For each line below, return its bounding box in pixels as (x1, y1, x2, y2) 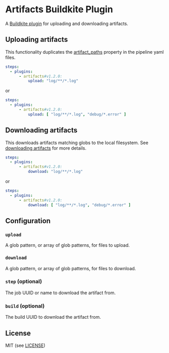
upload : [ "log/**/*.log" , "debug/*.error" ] (27, 111, 126, 117)
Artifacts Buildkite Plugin (5, 4, 114, 15)
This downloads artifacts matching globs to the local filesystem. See (5, 139, 149, 146)
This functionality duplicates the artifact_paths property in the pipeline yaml (5, 49, 164, 55)
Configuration (5, 216, 51, 225)
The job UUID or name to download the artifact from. (5, 290, 116, 296)
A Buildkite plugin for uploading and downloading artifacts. (5, 20, 128, 27)
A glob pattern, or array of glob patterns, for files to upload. (5, 242, 130, 248)
